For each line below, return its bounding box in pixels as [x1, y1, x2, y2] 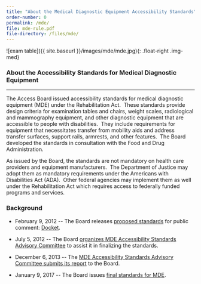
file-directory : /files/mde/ [6, 31, 79, 37]
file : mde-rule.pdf [6, 25, 55, 32]
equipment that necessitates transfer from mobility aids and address [6, 126, 175, 134]
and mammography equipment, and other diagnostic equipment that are [6, 114, 184, 121]
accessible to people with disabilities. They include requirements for [6, 121, 175, 128]
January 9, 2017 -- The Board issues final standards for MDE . [14, 271, 166, 278]
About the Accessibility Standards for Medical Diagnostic [6, 69, 177, 77]
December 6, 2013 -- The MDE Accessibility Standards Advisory [14, 253, 173, 260]
